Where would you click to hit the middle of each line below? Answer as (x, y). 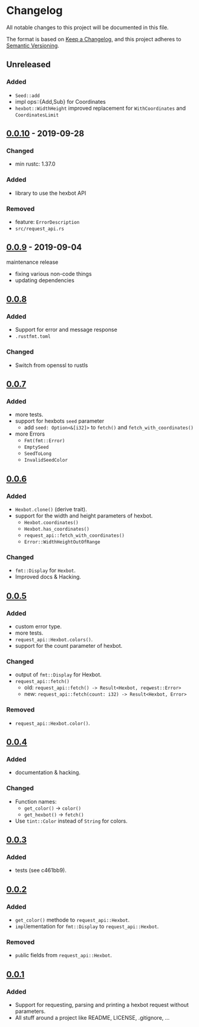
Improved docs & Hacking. (48, 577)
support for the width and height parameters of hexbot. (84, 516)
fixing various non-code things (53, 274)
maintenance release (32, 262)
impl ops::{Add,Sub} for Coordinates (60, 101)
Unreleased (29, 65)
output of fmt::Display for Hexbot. (58, 675)
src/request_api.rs (40, 229)
